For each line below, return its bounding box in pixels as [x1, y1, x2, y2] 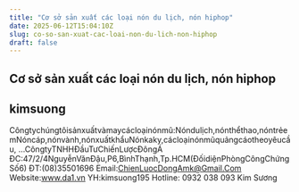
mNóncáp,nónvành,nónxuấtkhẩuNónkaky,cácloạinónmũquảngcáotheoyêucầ [9, 135, 291, 146]
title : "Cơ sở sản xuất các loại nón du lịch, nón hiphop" [9, 13, 234, 22]
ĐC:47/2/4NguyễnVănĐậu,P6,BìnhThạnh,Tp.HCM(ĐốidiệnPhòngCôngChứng [9, 154, 290, 164]
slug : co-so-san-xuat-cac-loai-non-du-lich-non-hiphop [9, 29, 218, 38]
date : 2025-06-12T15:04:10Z [9, 21, 114, 30]
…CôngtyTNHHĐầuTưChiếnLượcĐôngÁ [18, 144, 163, 154]
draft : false [9, 38, 58, 47]
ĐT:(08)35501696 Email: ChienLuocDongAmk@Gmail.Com [29, 163, 242, 174]
